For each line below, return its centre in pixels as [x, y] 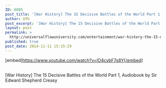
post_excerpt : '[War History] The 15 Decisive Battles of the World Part [83, 23]
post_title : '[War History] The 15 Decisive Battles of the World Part [80, 14]
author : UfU [17, 19]
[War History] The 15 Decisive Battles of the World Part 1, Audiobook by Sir [81, 75]
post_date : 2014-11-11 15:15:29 [38, 46]
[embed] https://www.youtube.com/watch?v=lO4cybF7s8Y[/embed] [74, 60]
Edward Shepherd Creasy [31, 80]
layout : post [19, 28]
